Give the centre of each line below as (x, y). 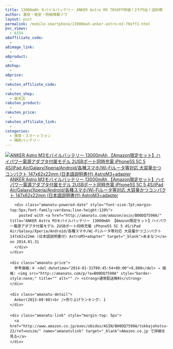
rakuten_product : (23, 103)
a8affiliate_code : (24, 38)
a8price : (14, 75)
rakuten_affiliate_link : (31, 122)
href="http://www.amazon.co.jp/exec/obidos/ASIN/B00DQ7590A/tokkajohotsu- (89, 326)
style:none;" (23, 279)
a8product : (16, 56)
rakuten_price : (21, 113)
